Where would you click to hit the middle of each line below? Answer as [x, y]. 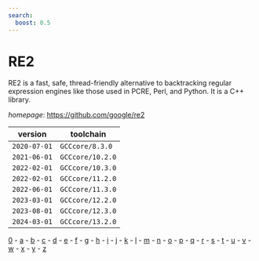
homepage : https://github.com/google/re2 [77, 115]
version [32, 134]
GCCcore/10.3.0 [88, 168]
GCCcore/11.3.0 [88, 190]
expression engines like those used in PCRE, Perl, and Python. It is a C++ [126, 92]
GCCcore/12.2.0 [88, 200]
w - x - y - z [27, 248]
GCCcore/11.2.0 [88, 179]
